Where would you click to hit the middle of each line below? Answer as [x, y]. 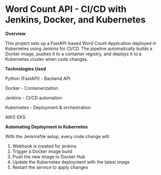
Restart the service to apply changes [50, 167]
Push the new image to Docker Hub [49, 157]
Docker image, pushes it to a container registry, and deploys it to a [74, 54]
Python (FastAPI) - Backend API [38, 78]
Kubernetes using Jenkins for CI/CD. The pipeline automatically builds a [79, 48]
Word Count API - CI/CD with [66, 9]
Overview [15, 33]
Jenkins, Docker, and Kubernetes [76, 20]
